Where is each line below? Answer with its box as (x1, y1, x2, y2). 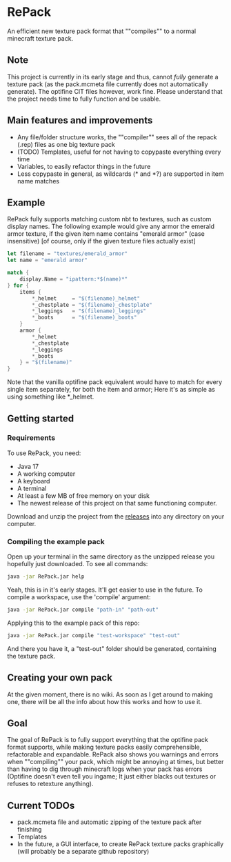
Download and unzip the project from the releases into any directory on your (7, 512, 225, 521)
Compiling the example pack (7, 537, 105, 546)
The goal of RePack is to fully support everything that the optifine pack (7, 736, 209, 744)
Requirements (7, 433, 56, 443)
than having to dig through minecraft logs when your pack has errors (7, 765, 203, 773)
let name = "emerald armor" (7, 257, 88, 264)
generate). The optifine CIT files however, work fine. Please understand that (7, 87, 223, 95)
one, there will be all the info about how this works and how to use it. (7, 697, 202, 705)
